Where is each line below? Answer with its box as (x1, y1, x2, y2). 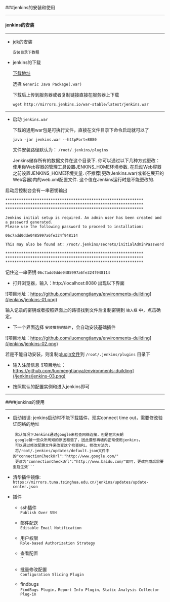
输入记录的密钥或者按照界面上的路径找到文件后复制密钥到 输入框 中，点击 (5, 307, 157, 313)
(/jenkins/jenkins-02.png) (5, 341, 58, 347)
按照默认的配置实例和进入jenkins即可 (12, 384, 90, 390)
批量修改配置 (20, 566, 47, 573)
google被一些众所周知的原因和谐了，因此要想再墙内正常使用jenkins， (15, 437, 143, 443)
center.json (12, 484, 38, 489)
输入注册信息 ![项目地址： (12, 362, 66, 368)
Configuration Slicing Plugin (20, 572, 84, 578)
